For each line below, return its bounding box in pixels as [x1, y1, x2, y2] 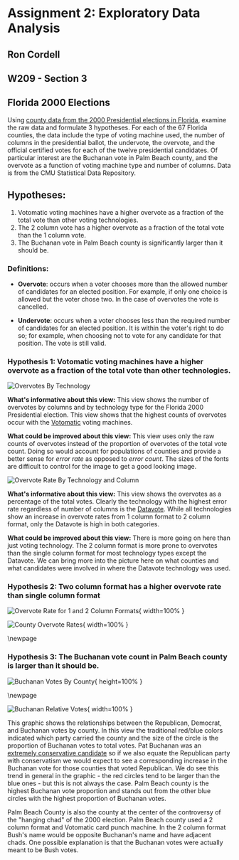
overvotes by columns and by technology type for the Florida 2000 [7, 403, 204, 412]
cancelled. [17, 302, 48, 311]
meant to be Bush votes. [7, 845, 79, 854]
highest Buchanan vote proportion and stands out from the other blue [7, 786, 211, 795]
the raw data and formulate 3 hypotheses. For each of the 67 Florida [7, 123, 208, 132]
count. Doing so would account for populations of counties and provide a [7, 447, 222, 456]
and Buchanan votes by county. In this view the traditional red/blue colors [7, 726, 223, 734]
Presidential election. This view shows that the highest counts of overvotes [7, 410, 227, 419]
